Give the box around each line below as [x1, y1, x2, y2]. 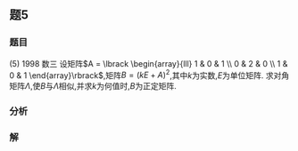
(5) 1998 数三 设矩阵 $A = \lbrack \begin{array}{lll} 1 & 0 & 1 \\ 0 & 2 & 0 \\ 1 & [9, 58, 288, 68]
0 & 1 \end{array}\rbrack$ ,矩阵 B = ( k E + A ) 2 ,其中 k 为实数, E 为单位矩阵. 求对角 [9, 68, 290, 81]
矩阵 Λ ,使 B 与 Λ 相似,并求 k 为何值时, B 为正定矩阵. [9, 81, 177, 91]
